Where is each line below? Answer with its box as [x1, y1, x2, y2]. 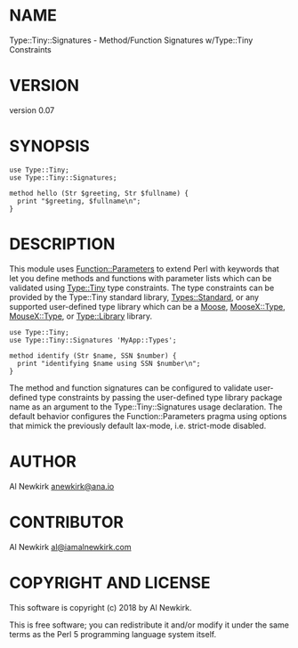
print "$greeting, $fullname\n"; [17, 197, 141, 206]
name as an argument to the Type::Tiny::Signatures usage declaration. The [9, 401, 283, 412]
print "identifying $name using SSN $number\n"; [17, 359, 201, 368]
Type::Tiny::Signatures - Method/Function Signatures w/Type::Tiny [9, 35, 254, 45]
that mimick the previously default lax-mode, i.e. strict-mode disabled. [9, 420, 267, 431]
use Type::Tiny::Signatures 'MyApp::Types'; [9, 336, 177, 344]
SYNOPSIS [9, 136, 91, 157]
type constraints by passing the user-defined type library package [39, 392, 283, 402]
